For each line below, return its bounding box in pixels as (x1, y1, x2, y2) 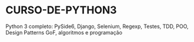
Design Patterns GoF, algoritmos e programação (5, 29, 123, 36)
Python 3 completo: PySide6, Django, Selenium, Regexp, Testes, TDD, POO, (5, 23, 189, 30)
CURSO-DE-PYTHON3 (5, 3, 117, 17)
